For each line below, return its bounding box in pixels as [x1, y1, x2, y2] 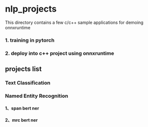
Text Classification [5, 79, 51, 86]
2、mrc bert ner [5, 117, 38, 123]
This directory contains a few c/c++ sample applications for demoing [5, 19, 144, 25]
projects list [5, 65, 42, 73]
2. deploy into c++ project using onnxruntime [5, 50, 114, 56]
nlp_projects [5, 3, 57, 15]
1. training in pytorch [5, 36, 55, 43]
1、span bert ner [5, 105, 39, 111]
